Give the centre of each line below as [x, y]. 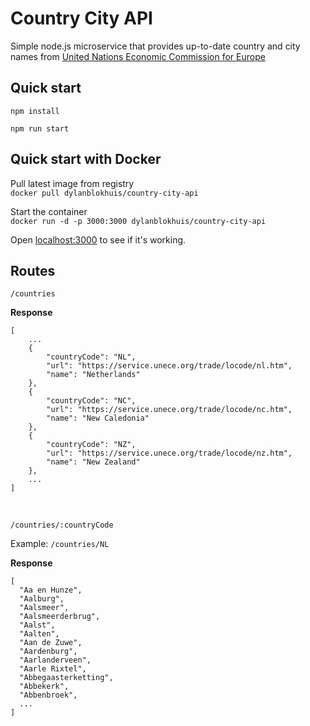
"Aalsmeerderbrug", [60, 617]
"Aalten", [39, 634]
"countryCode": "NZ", [91, 445]
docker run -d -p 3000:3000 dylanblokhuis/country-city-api [138, 221]
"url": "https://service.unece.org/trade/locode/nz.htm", [169, 453]
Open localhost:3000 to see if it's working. [98, 239]
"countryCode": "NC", [91, 401]
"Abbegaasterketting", [66, 678]
